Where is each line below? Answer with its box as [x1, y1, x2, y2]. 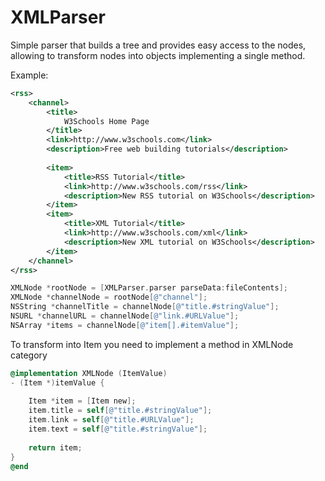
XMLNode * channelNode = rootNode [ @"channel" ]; [10, 292, 208, 303]
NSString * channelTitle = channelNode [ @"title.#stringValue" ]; [10, 302, 280, 312]
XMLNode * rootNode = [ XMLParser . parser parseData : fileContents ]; [10, 283, 288, 293]
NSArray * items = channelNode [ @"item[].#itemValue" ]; [10, 320, 240, 330]
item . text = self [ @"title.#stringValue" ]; [28, 424, 208, 435]
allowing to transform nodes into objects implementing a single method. [10, 49, 306, 61]
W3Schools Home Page [63, 116, 150, 126]
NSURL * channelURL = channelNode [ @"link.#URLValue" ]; [10, 311, 240, 321]
